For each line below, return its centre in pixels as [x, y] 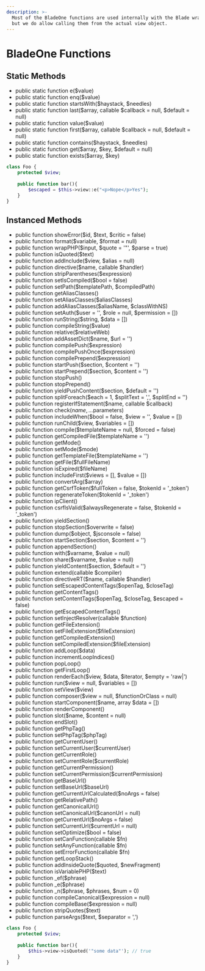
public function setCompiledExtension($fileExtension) [83, 644]
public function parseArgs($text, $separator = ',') [77, 917]
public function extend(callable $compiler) [68, 573]
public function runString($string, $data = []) [71, 319]
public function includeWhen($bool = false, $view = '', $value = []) [99, 417]
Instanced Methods [44, 220]
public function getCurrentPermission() [64, 767]
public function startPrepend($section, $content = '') [81, 371]
